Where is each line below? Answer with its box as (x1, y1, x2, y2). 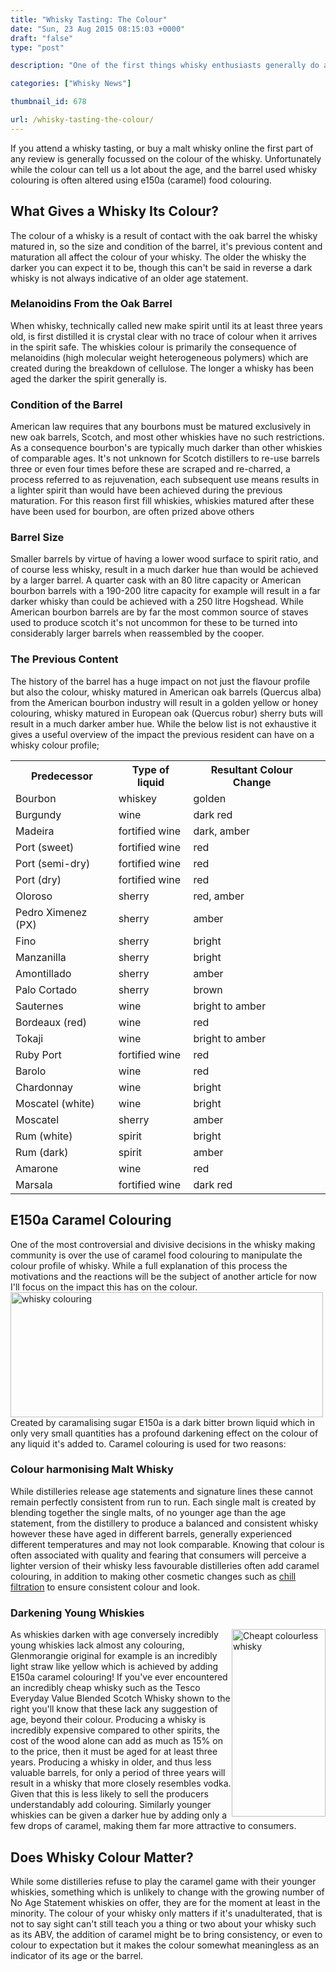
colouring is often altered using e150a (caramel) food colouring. (10, 174, 272, 186)
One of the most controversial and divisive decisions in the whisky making (10, 1238, 316, 1250)
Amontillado (15, 966, 72, 980)
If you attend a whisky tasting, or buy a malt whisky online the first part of (10, 142, 314, 154)
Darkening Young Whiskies (10, 1606, 145, 1620)
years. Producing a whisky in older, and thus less (10, 1756, 212, 1768)
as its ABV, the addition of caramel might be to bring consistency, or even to (10, 1928, 323, 1940)
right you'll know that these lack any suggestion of (10, 1703, 218, 1715)
